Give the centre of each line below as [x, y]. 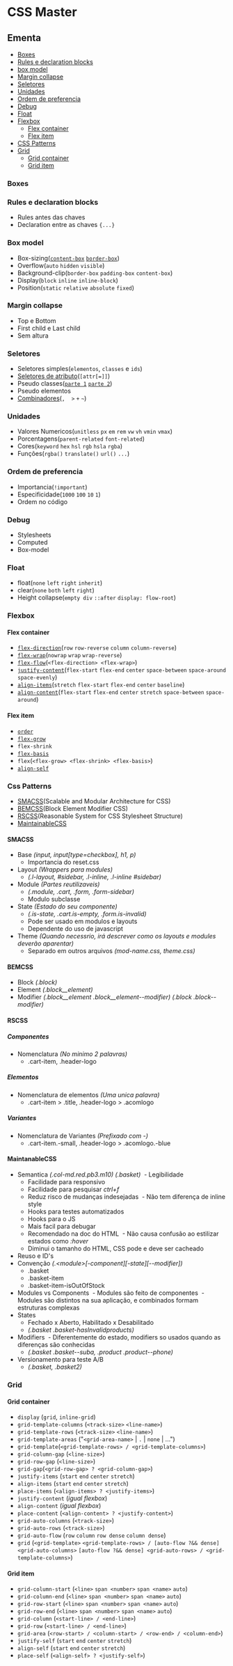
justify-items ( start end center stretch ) [76, 1476]
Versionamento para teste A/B [61, 1360]
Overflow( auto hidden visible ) [61, 265]
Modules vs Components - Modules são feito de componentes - [111, 1293]
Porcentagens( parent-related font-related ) [81, 439]
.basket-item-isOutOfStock [66, 1286]
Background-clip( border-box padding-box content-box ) [95, 273]
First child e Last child [49, 328]
